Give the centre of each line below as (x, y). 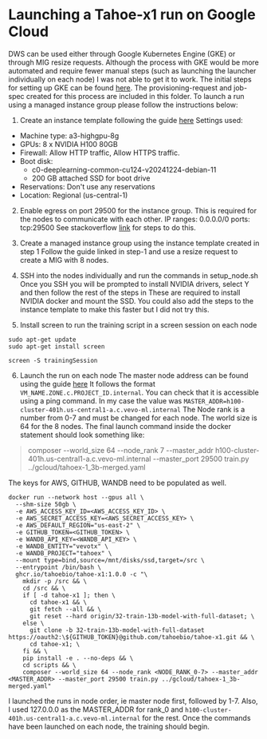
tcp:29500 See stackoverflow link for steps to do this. (108, 227)
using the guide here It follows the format (87, 383)
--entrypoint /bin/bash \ (59, 567)
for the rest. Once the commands (196, 717)
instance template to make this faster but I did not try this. (114, 309)
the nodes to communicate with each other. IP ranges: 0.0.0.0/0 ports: (135, 219)
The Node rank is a (214, 409)
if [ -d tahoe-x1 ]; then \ (69, 595)
